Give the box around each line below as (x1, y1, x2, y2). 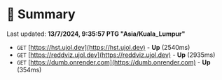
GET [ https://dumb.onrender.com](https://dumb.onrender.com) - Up (16, 58, 211, 66)
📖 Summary (6, 6, 76, 22)
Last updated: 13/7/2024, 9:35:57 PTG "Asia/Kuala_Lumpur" (6, 29, 186, 38)
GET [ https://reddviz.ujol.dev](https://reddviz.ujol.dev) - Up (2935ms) (16, 51, 216, 59)
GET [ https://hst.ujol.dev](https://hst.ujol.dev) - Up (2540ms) (16, 43, 190, 51)
